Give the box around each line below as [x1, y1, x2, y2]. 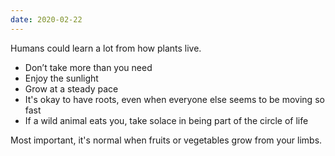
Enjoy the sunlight [24, 72, 99, 84]
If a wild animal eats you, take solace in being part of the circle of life [24, 114, 309, 126]
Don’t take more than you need [24, 61, 153, 73]
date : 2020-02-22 [10, 14, 83, 25]
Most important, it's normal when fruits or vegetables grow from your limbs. [10, 134, 323, 146]
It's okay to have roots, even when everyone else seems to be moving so [24, 93, 325, 105]
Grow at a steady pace [24, 82, 119, 95]
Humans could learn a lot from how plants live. [10, 42, 202, 54]
